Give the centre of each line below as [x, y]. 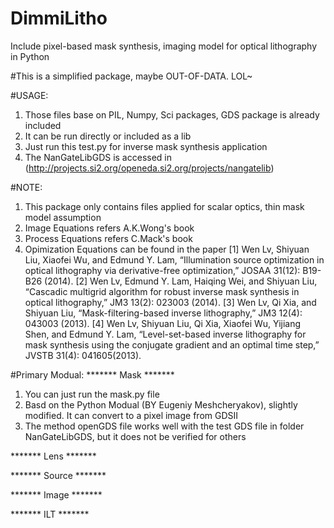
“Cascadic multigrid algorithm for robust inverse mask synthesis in [162, 291]
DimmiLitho [59, 18]
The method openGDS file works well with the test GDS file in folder [164, 426]
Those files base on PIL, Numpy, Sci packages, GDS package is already [172, 114]
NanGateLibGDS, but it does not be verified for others [135, 436]
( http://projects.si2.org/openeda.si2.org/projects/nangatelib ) [149, 168]
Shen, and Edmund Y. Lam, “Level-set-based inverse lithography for [165, 334]
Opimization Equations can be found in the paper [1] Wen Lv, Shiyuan [167, 249]
